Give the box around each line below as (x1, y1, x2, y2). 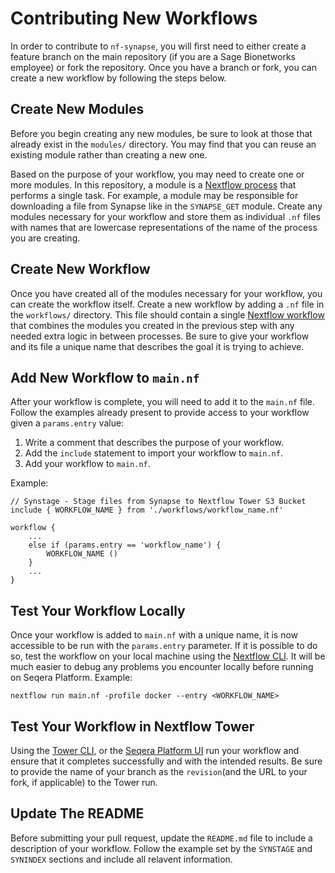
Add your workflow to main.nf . (24, 458, 151, 470)
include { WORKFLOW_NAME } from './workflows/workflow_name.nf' (10, 505, 284, 516)
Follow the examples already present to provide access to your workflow (10, 407, 310, 419)
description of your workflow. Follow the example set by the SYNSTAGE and (10, 842, 313, 854)
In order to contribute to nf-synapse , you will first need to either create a (10, 40, 307, 52)
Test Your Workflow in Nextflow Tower (10, 718, 255, 735)
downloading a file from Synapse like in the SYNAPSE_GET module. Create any (10, 200, 323, 212)
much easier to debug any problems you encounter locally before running (10, 661, 314, 673)
